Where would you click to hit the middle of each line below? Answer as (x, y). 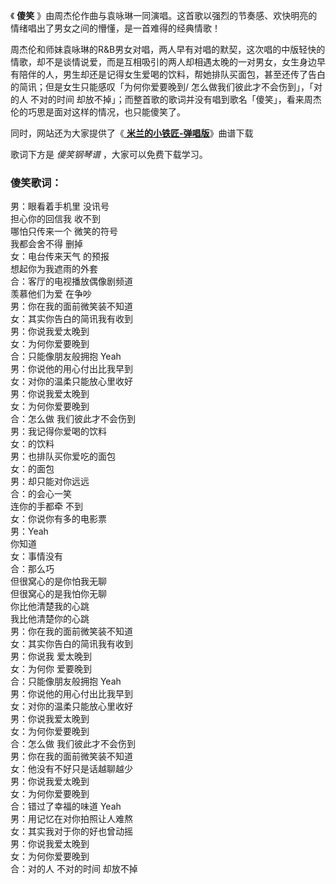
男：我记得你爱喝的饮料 (58, 431)
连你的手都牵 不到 (46, 506)
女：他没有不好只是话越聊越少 (71, 769)
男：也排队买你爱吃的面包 (63, 456)
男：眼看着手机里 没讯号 (60, 206)
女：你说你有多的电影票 (58, 519)
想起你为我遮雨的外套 (54, 269)
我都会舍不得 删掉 (46, 244)
